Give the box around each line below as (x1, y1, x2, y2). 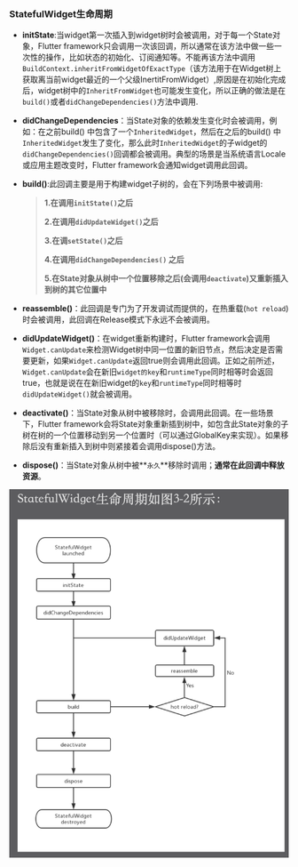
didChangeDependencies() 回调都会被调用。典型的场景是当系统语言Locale (21, 149, 286, 159)
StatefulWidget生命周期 (9, 7, 114, 20)
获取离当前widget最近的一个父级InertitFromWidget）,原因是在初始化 (21, 74, 271, 85)
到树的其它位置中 (43, 285, 107, 295)
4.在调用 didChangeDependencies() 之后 (43, 254, 184, 265)
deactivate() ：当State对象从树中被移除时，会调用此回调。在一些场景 (21, 407, 274, 419)
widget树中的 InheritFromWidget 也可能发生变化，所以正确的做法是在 (37, 85, 286, 96)
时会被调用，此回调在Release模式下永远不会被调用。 (21, 314, 215, 325)
